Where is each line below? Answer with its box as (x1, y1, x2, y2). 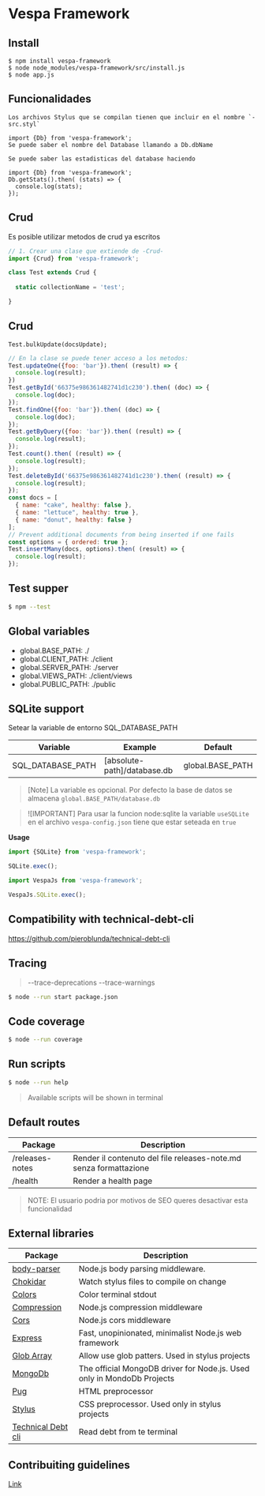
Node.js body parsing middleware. (78, 1264, 206, 1275)
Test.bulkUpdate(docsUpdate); (8, 341, 108, 349)
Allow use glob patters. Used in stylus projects (78, 1351, 251, 1362)
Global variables (8, 625, 90, 639)
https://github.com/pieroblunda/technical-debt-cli (8, 933, 170, 943)
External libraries (8, 1227, 95, 1240)
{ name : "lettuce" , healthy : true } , (15, 509, 140, 517)
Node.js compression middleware (78, 1302, 203, 1313)
